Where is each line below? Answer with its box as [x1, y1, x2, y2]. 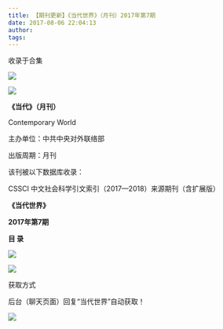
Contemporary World [8, 118, 77, 127]
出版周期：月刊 [8, 151, 57, 160]
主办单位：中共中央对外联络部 [8, 134, 104, 144]
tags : [8, 33, 26, 42]
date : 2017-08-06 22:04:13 [8, 19, 97, 27]
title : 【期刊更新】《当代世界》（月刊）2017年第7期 [8, 11, 155, 20]
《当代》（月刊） [8, 102, 60, 111]
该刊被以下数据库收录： [8, 167, 84, 177]
